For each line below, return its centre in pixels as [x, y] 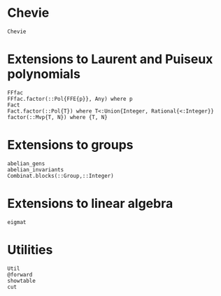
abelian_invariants [36, 169]
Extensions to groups [71, 145]
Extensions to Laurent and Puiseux [110, 59]
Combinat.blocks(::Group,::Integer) [60, 176]
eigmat [17, 222]
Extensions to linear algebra [90, 204]
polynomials [44, 74]
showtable [22, 281]
